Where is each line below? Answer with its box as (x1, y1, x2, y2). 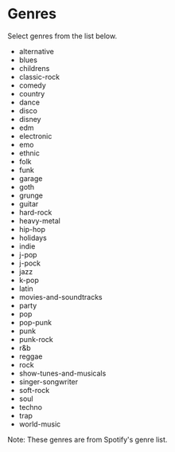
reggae (18, 352, 43, 361)
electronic (18, 131, 52, 140)
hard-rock (18, 207, 52, 217)
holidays (18, 233, 47, 242)
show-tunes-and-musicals (18, 368, 107, 378)
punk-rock (18, 334, 53, 344)
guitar (18, 198, 39, 208)
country (18, 88, 45, 98)
